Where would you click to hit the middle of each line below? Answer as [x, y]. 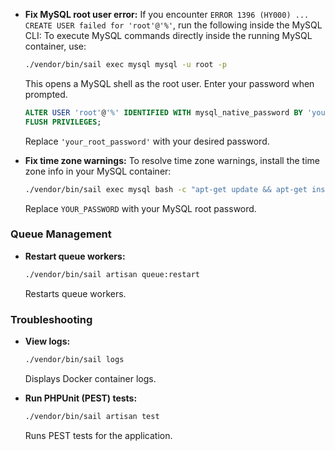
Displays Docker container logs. [90, 378]
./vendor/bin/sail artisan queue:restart [112, 274]
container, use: [55, 46]
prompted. [46, 94]
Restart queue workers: [75, 256]
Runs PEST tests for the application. [98, 435]
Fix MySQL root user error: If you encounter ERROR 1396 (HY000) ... [167, 14]
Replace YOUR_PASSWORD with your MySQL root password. [140, 208]
